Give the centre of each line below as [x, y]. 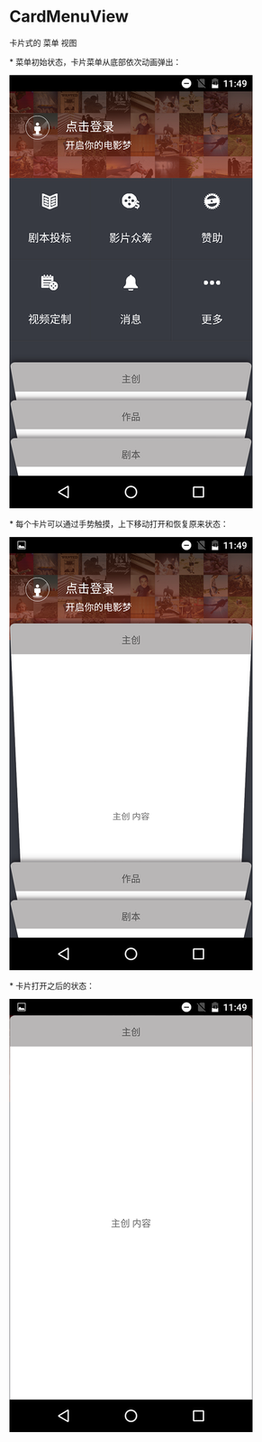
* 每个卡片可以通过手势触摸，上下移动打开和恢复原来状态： [119, 523]
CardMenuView [69, 17]
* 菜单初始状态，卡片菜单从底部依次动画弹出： [95, 61]
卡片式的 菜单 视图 [43, 42]
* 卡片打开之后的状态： [52, 985]
